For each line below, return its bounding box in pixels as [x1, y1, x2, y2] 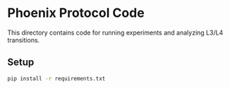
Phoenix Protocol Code [7, 5, 145, 21]
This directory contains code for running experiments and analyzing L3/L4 [7, 28, 224, 37]
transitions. [7, 35, 40, 44]
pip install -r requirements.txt [7, 75, 106, 82]
